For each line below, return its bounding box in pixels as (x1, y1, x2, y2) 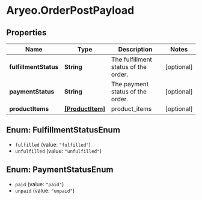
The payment (111, 80, 149, 88)
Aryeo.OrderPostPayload (6, 4, 135, 17)
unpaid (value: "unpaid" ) (14, 187, 75, 194)
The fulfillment (111, 55, 152, 63)
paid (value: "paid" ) (14, 180, 64, 187)
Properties (6, 28, 47, 38)
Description (118, 46, 153, 53)
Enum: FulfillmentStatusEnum (6, 125, 120, 135)
